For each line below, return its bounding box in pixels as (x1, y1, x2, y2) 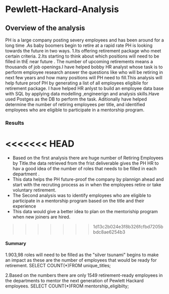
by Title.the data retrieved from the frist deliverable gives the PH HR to (12, 160, 159, 166)
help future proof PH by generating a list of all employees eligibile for (5, 80, 148, 86)
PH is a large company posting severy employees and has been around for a (5, 37, 164, 43)
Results (5, 119, 24, 126)
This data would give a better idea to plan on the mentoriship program (12, 208, 158, 214)
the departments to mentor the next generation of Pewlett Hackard (5, 278, 144, 284)
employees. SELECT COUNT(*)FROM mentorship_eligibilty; (5, 283, 129, 289)
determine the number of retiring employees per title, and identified (5, 102, 145, 107)
